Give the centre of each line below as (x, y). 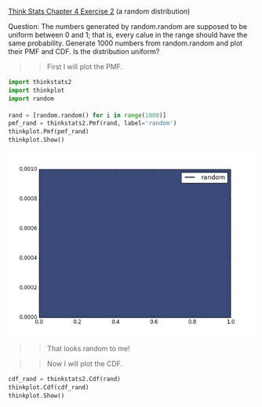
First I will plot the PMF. (85, 67)
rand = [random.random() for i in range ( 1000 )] (87, 115)
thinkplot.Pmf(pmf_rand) (49, 132)
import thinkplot (36, 90)
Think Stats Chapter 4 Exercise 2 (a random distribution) (99, 11)
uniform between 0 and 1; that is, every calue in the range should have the (128, 35)
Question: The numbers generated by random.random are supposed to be (128, 26)
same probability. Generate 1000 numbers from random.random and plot (126, 43)
